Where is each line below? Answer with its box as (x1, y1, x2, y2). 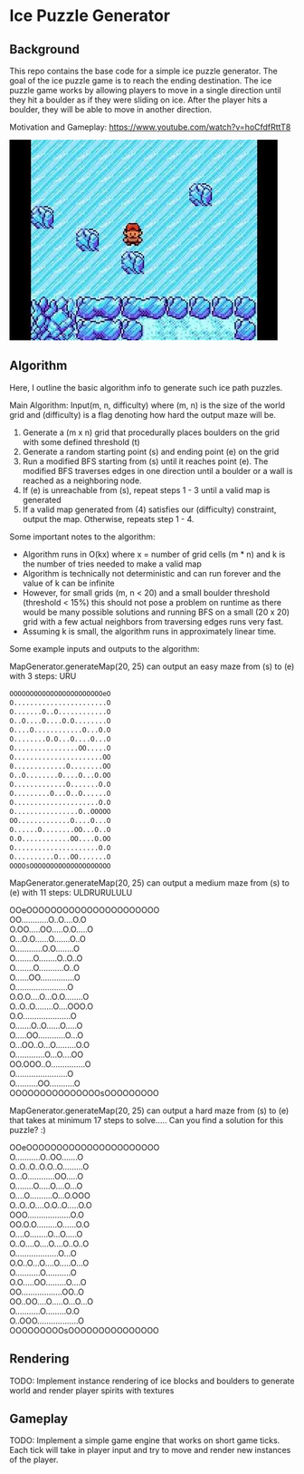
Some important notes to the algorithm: (9, 531, 156, 542)
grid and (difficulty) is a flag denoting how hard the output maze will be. (9, 409, 277, 420)
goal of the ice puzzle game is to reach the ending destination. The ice (9, 75, 272, 86)
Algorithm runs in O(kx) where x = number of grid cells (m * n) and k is (22, 548, 286, 559)
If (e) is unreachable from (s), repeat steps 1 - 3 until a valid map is (22, 484, 271, 495)
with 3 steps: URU (9, 670, 77, 681)
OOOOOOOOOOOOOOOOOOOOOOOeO (9, 689, 111, 698)
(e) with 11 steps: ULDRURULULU (9, 887, 133, 897)
